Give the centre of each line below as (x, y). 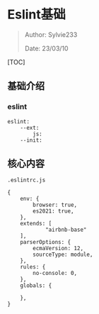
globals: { (36, 286)
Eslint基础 (36, 15)
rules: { (33, 267)
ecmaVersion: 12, (58, 249)
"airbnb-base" (66, 230)
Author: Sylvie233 (51, 34)
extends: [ (36, 224)
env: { (30, 199)
